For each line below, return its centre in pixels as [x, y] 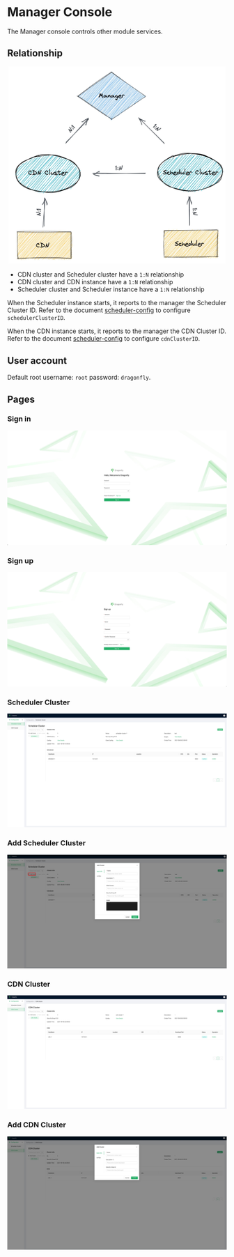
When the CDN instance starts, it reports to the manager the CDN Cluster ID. [117, 331]
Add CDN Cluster [37, 1125]
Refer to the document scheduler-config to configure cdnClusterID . [104, 339]
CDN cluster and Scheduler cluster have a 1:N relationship [101, 275]
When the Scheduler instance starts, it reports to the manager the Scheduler [117, 303]
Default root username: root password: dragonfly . [79, 378]
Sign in [19, 419]
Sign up [21, 560]
